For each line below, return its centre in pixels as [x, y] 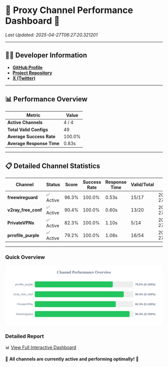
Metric [33, 115]
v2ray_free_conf [25, 210]
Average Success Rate [31, 136]
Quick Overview [25, 257]
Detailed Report [24, 336]
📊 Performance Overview [46, 99]
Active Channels [25, 123]
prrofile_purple [23, 235]
